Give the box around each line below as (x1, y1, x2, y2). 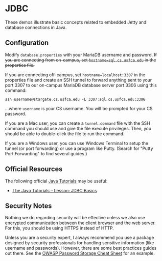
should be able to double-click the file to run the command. (5, 131, 125, 137)
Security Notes (5, 202, 52, 210)
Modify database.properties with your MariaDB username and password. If (5, 52, 157, 58)
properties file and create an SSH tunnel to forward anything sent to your (5, 77, 152, 83)
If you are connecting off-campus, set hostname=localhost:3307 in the (5, 72, 145, 78)
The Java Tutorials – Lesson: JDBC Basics (12, 187, 97, 193)
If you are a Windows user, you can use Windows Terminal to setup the (5, 140, 148, 146)
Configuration (5, 39, 49, 47)
